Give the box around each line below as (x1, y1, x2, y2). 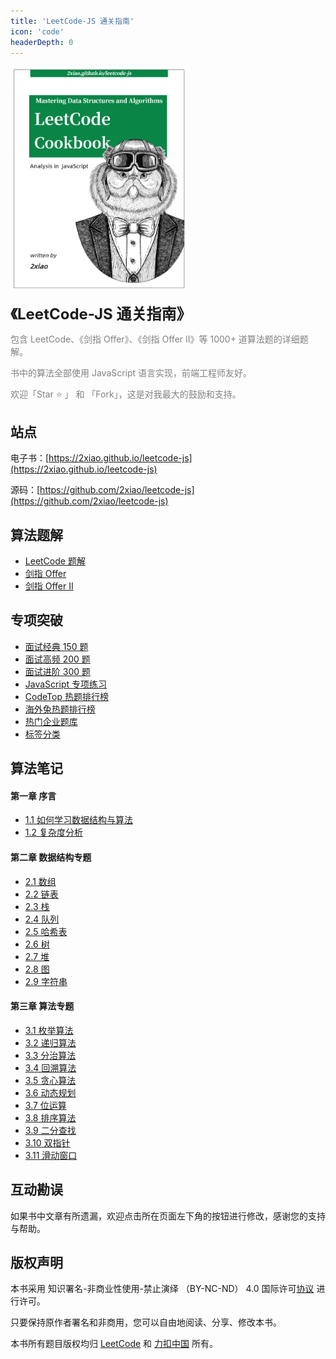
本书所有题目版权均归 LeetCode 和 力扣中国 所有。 (10, 1338, 218, 1350)
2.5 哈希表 (24, 925, 68, 937)
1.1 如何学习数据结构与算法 (24, 814, 133, 826)
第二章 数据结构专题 (10, 851, 92, 863)
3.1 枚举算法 (24, 1024, 74, 1036)
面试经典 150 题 (24, 640, 89, 652)
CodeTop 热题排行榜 (24, 690, 109, 702)
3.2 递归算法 (24, 1036, 77, 1049)
